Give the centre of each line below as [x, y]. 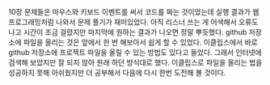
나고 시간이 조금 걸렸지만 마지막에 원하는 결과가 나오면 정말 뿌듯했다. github [128, 32]
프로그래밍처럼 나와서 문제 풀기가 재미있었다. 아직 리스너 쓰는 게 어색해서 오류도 [133, 22]
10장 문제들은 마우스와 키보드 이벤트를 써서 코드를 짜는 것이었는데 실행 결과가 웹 [134, 12]
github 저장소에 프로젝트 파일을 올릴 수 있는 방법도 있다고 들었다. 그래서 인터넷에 [135, 52]
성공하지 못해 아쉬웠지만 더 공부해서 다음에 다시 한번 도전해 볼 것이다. [117, 72]
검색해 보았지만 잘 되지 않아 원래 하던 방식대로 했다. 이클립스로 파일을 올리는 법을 [135, 62]
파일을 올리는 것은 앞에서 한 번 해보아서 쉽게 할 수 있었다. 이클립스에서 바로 [141, 42]
